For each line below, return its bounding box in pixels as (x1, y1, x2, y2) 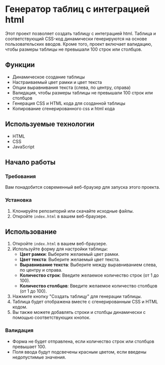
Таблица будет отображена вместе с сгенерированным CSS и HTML (12, 299, 159, 305)
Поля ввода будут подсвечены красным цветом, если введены (12, 349, 147, 355)
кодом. (12, 304, 28, 310)
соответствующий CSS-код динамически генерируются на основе (5, 36, 147, 42)
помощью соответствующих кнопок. (12, 314, 91, 321)
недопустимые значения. (12, 354, 66, 360)
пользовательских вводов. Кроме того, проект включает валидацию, (5, 41, 153, 47)
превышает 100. (12, 344, 47, 350)
